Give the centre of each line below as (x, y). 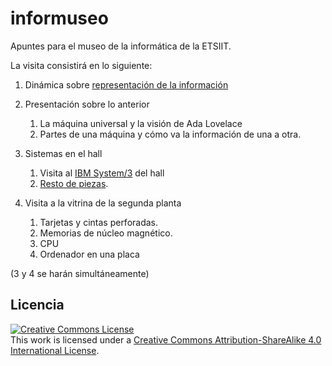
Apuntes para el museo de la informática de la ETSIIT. (121, 46)
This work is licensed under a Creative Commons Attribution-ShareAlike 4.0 (166, 339)
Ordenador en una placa (89, 254)
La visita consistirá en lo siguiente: (81, 65)
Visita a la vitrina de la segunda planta (103, 203)
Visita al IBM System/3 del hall (102, 173)
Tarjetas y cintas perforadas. (99, 222)
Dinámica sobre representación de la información (126, 84)
